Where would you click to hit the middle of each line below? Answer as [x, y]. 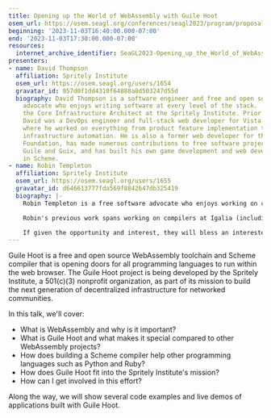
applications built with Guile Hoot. [65, 405]
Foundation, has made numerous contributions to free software [131, 143]
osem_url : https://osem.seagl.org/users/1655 [94, 181]
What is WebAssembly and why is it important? [98, 330]
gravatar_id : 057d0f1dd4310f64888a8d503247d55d [97, 91]
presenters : [28, 61]
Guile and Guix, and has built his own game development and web [135, 151]
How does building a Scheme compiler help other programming [125, 355]
